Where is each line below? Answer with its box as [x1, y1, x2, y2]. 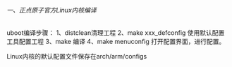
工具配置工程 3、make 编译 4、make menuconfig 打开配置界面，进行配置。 [6, 38, 226, 46]
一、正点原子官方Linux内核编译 [6, 6, 97, 14]
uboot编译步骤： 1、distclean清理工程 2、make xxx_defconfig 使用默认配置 [6, 29, 225, 37]
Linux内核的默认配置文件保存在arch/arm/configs [6, 52, 147, 61]
